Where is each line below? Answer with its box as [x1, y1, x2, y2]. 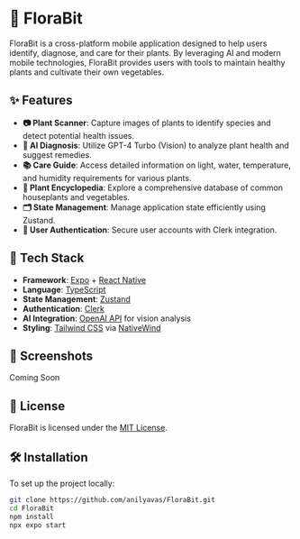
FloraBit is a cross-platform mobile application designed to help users [9, 38, 268, 49]
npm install [9, 512, 54, 521]
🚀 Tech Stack [9, 251, 85, 266]
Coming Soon [9, 372, 60, 383]
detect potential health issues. [22, 130, 135, 141]
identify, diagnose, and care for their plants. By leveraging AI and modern [9, 47, 282, 58]
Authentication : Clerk [22, 303, 105, 314]
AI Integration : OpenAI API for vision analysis [22, 313, 192, 324]
